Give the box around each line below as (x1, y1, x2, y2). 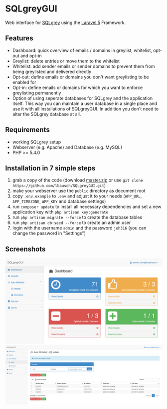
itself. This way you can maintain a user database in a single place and (12, 100, 158, 106)
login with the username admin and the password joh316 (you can (12, 225, 147, 231)
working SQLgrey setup (12, 138, 61, 145)
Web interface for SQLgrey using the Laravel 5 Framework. (5, 19, 126, 25)
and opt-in (20, 52, 42, 58)
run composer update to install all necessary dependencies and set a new (12, 203, 162, 210)
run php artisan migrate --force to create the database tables (12, 214, 143, 220)
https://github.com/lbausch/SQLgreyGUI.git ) (12, 182, 106, 188)
